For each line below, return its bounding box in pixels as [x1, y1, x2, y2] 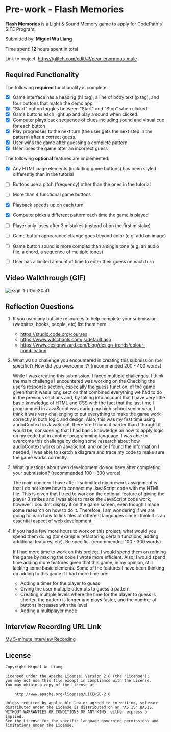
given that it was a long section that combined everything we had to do [12, 389, 162, 395]
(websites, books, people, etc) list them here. [12, 321, 108, 328]
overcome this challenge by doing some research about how [12, 438, 140, 444]
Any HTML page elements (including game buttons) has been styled [12, 166, 157, 172]
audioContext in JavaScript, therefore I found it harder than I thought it [12, 422, 161, 428]
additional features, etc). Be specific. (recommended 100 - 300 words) [12, 539, 161, 545]
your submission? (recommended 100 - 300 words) [12, 470, 121, 476]
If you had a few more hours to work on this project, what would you [12, 528, 157, 534]
